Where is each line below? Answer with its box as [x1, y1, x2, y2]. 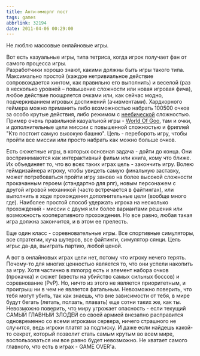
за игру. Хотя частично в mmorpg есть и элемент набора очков [6, 267, 169, 274]
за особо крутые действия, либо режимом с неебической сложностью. [6, 111, 190, 118]
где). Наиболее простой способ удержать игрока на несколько [6, 199, 169, 206]
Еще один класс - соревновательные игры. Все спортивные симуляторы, [6, 230, 195, 237]
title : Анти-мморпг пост [6, 8, 68, 15]
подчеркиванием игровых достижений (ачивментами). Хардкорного [6, 98, 183, 105]
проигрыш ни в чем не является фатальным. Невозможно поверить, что [6, 286, 192, 293]
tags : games [6, 14, 36, 20]
